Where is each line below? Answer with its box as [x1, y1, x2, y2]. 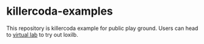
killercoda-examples [6, 4, 113, 18]
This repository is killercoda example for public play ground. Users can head [6, 24, 199, 32]
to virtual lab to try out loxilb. [6, 31, 78, 38]
